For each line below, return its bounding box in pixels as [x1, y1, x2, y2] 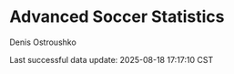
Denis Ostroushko [9, 37, 77, 48]
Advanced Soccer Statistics [9, 6, 225, 27]
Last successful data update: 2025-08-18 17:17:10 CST [9, 54, 214, 65]
